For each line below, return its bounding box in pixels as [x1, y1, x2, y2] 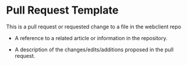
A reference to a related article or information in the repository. [14, 34, 167, 41]
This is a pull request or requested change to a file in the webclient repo [6, 23, 182, 30]
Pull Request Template [6, 4, 119, 17]
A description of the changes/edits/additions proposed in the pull [14, 45, 174, 53]
